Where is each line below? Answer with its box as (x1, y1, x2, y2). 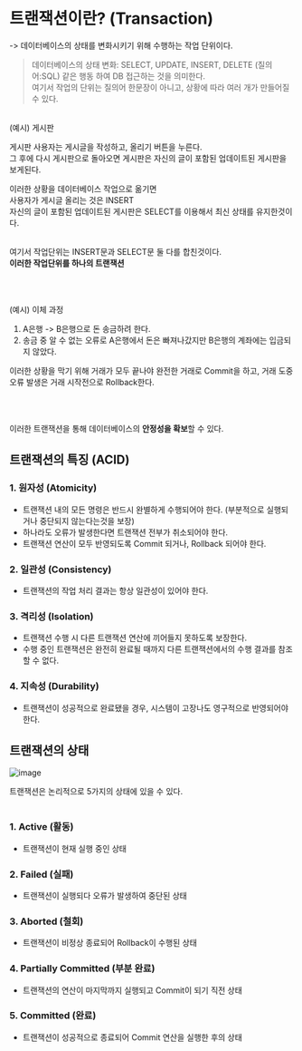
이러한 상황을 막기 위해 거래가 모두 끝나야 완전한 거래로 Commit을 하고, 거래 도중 (9, 365, 294, 376)
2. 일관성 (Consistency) (9, 563, 112, 576)
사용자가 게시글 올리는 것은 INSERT (9, 194, 135, 205)
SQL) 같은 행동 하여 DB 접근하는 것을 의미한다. (41, 70, 206, 82)
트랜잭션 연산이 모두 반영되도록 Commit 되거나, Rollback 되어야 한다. (22, 538, 267, 549)
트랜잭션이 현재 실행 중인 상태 (22, 842, 127, 853)
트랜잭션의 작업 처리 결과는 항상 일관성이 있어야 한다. (22, 585, 209, 596)
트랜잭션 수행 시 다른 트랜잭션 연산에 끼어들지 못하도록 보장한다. (22, 632, 247, 644)
